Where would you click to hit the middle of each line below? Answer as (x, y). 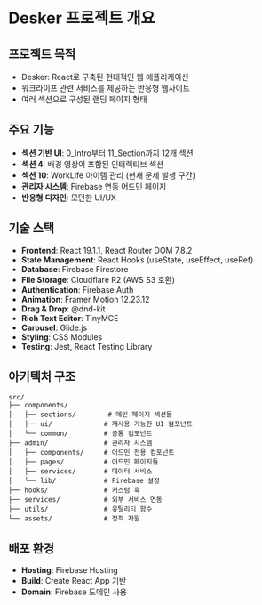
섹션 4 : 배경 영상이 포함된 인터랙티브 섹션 (92, 164)
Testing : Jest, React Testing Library (87, 346)
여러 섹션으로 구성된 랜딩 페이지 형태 (84, 99)
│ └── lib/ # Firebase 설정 (84, 481)
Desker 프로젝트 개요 (82, 18)
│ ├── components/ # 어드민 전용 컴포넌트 (91, 453)
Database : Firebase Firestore (75, 269)
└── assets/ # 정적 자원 (75, 519)
